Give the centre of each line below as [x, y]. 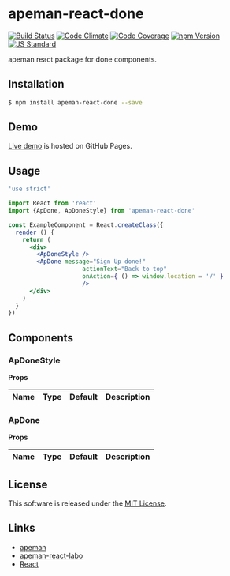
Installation [36, 84]
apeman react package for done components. [83, 59]
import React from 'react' [52, 203]
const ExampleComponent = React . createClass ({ [86, 225]
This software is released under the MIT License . [87, 503]
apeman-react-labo [51, 555]
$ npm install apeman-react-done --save [76, 102]
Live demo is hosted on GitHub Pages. [70, 146]
